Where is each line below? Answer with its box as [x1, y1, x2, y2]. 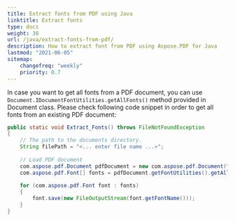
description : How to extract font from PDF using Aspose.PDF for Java [7, 43, 218, 50]
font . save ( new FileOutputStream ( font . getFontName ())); [32, 195, 196, 202]
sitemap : [7, 56, 33, 63]
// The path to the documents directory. [20, 137, 142, 144]
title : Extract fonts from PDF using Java [7, 10, 133, 17]
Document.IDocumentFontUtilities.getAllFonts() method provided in [7, 95, 206, 104]
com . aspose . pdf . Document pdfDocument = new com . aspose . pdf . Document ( [20, 162, 227, 170]
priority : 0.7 [20, 69, 61, 76]
